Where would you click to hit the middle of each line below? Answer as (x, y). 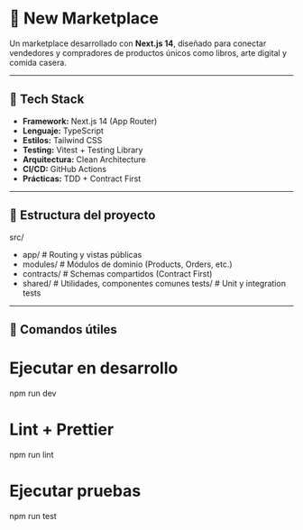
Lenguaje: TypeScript (63, 131)
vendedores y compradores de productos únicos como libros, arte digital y (148, 52)
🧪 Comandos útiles (63, 329)
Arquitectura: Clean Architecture (84, 159)
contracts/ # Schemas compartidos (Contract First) (117, 273)
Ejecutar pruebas (75, 491)
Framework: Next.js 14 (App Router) (90, 121)
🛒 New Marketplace (84, 18)
